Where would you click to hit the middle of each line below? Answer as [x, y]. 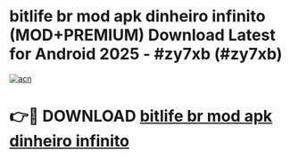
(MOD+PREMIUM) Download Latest [143, 35]
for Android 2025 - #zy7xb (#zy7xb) [146, 54]
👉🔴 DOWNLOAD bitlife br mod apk [141, 116]
